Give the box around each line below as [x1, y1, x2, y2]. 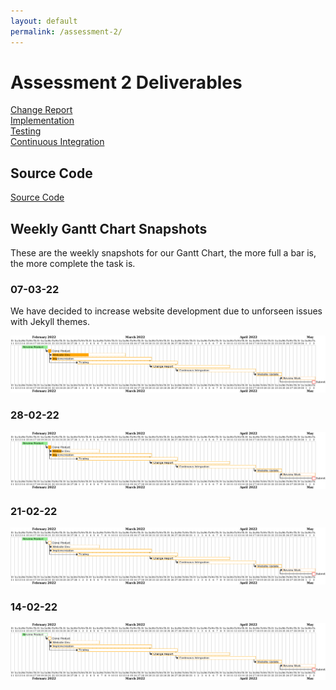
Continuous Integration [10, 136, 105, 148]
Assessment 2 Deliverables [10, 71, 243, 94]
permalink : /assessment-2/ [10, 26, 123, 37]
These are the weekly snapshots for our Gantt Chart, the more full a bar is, [10, 247, 317, 259]
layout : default [10, 16, 78, 26]
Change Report [10, 104, 73, 116]
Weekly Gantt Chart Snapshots [10, 220, 208, 237]
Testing [10, 125, 42, 137]
